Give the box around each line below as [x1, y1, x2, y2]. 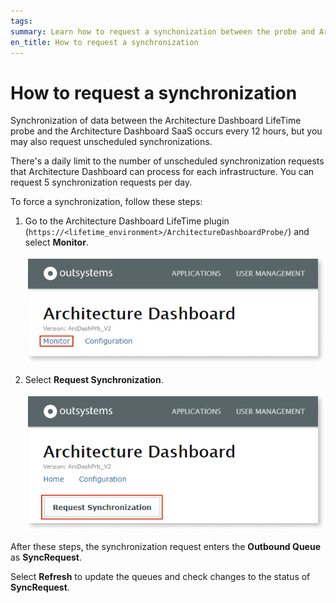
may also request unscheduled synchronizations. [10, 136, 213, 148]
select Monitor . [24, 236, 89, 249]
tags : [10, 16, 33, 26]
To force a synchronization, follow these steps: [10, 196, 203, 208]
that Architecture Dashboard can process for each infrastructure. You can [10, 166, 315, 178]
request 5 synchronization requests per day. [10, 176, 193, 189]
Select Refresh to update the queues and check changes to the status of [10, 570, 311, 582]
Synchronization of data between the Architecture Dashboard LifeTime [10, 115, 302, 127]
